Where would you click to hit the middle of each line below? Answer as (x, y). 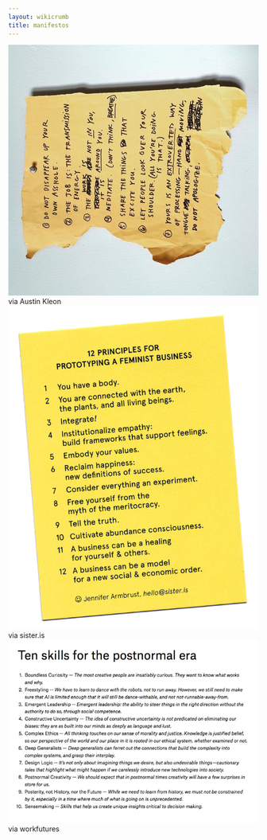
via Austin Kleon (35, 301)
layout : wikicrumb (39, 17)
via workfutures (34, 829)
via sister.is (27, 635)
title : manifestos (39, 25)
